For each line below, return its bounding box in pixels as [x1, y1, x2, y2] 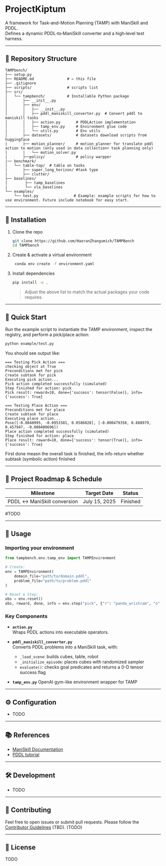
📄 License [5, 843, 36, 852]
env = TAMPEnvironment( [5, 569, 54, 574]
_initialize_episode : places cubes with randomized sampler [19, 659, 145, 665]
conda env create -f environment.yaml [14, 261, 95, 267]
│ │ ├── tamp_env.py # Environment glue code [5, 124, 127, 129]
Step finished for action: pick [5, 385, 72, 390]
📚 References [5, 731, 50, 739]
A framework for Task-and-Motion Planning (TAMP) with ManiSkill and [5, 20, 148, 26]
